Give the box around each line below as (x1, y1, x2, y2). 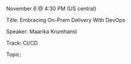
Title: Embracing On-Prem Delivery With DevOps (6, 17, 126, 23)
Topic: (6, 51, 22, 58)
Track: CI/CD (6, 40, 38, 46)
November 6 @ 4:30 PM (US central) (6, 5, 96, 12)
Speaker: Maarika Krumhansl (6, 28, 77, 35)
